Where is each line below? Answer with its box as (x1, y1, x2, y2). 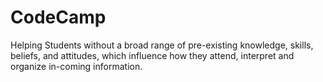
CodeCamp (10, 6, 107, 29)
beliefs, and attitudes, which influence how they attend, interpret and (10, 49, 295, 61)
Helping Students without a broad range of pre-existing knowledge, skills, (10, 39, 314, 51)
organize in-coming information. (10, 60, 143, 72)
